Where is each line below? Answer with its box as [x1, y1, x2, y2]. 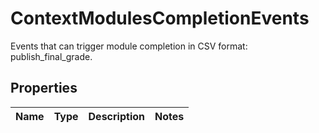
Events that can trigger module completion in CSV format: [10, 40, 248, 52]
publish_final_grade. [10, 50, 93, 62]
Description [88, 109, 145, 123]
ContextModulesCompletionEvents [10, 7, 310, 30]
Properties [10, 80, 78, 97]
